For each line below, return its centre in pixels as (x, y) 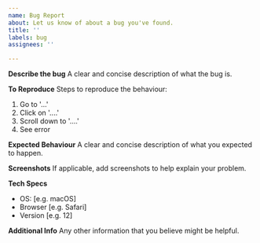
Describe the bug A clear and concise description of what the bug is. (120, 74)
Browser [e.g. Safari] (53, 207)
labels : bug (27, 37)
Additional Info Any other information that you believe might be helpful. (124, 231)
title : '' (24, 30)
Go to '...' (34, 105)
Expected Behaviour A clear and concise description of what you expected (130, 145)
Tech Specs (28, 184)
